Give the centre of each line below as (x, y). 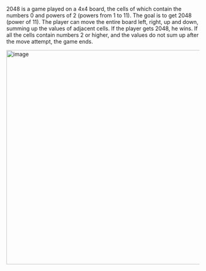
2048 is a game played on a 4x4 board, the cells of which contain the (94, 9)
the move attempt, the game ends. (50, 41)
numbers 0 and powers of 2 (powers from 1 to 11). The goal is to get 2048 (99, 15)
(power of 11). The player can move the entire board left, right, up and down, (102, 22)
